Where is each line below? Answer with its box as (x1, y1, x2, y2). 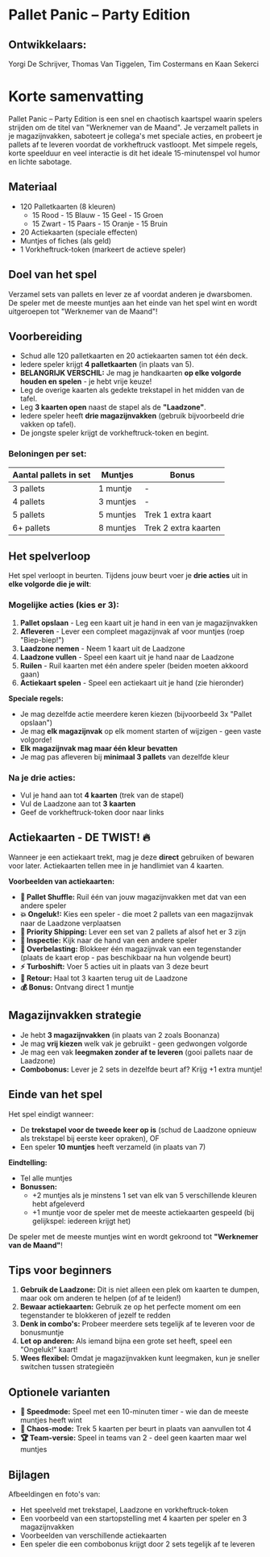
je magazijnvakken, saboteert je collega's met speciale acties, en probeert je (8, 131, 263, 140)
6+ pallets (12, 522, 51, 533)
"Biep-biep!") (19, 635, 64, 644)
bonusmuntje (19, 1328, 64, 1338)
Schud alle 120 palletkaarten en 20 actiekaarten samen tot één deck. (19, 351, 248, 360)
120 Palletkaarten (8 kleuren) (19, 202, 116, 211)
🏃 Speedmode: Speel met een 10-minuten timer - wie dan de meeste (19, 1407, 249, 1417)
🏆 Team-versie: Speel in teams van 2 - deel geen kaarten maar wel (19, 1433, 247, 1443)
